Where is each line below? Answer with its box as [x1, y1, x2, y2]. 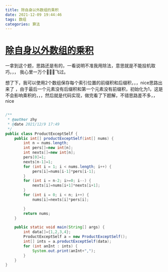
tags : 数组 [5, 17, 27, 22]
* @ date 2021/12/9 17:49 [7, 122, 60, 127]
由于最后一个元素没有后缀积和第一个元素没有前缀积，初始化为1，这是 [19, 86, 163, 92]
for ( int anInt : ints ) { [23, 244, 78, 249]
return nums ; [23, 211, 51, 216]
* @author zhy [7, 117, 37, 122]
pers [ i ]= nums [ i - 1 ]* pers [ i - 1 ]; [32, 169, 96, 174]
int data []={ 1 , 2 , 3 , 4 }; [23, 229, 71, 235]
